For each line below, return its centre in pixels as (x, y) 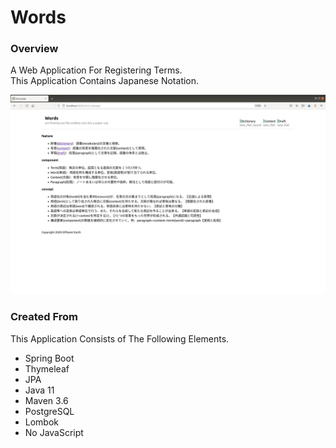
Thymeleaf (47, 368)
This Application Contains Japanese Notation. (105, 81)
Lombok (42, 422)
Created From (44, 317)
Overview (34, 49)
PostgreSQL (49, 411)
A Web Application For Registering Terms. (96, 70)
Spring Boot (49, 358)
